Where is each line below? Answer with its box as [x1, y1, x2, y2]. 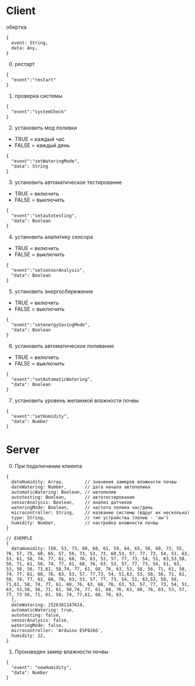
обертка [6, 23, 27, 30]
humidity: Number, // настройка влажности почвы [11, 520, 159, 525]
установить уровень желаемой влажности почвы [14, 397, 139, 404]
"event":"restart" [11, 77, 57, 83]
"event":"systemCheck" [11, 108, 67, 115]
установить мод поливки [14, 124, 77, 131]
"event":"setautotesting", [11, 213, 77, 219]
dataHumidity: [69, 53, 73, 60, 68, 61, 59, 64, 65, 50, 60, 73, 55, [11, 545, 184, 551]
